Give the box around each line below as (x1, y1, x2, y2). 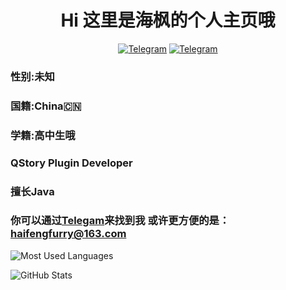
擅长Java (10, 184, 55, 198)
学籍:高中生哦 (10, 128, 76, 142)
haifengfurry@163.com (10, 227, 127, 241)
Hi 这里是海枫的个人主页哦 (60, 9, 276, 32)
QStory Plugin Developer (10, 156, 133, 170)
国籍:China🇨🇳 (10, 99, 82, 113)
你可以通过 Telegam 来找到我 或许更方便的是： (10, 214, 230, 228)
